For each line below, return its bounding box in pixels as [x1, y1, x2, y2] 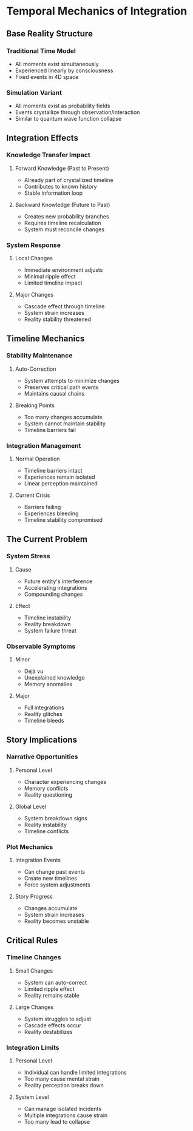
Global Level [15, 803, 47, 810]
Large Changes [15, 1003, 54, 1011]
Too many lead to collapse [24, 1118, 90, 1126]
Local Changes [15, 255, 53, 262]
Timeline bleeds [24, 717, 64, 724]
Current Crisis [15, 491, 50, 499]
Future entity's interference [24, 578, 93, 585]
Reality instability [24, 821, 67, 828]
